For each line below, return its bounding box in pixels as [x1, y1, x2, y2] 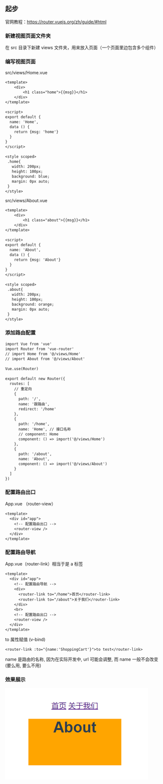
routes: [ [9, 381, 30, 386]
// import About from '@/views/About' [5, 356, 85, 361]
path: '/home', [18, 421, 50, 426]
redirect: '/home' [18, 406, 56, 411]
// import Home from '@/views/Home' [5, 351, 81, 356]
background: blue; [11, 174, 50, 179]
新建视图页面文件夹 [5, 32, 51, 39]
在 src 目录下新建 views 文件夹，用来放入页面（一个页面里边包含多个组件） [5, 45, 159, 51]
